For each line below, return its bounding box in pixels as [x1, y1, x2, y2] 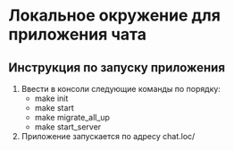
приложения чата [8, 24, 146, 45]
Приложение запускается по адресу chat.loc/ [21, 131, 196, 141]
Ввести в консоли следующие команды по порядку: [21, 84, 221, 94]
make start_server [34, 121, 102, 132]
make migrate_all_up [34, 112, 111, 122]
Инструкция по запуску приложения [8, 60, 225, 75]
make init [34, 93, 69, 104]
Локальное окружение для [8, 5, 221, 26]
